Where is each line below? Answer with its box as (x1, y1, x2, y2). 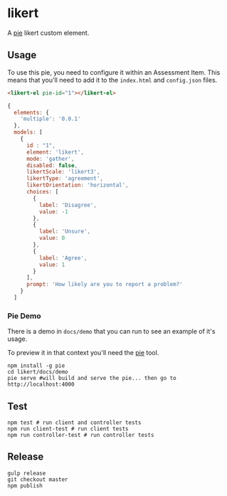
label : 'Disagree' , (38, 201, 97, 209)
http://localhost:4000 (7, 381, 75, 389)
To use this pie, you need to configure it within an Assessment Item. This (7, 68, 221, 76)
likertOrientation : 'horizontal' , (26, 181, 130, 189)
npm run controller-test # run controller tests (7, 431, 154, 438)
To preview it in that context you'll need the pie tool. (7, 349, 159, 357)
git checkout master (7, 475, 69, 483)
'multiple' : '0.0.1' (20, 115, 81, 122)
